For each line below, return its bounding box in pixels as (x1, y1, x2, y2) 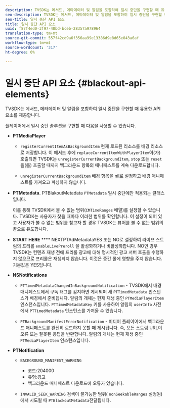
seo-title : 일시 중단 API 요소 (5, 17, 65, 22)
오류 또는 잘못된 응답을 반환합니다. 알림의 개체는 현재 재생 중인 (20, 331, 143, 337)
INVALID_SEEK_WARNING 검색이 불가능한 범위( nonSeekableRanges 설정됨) (20, 391, 163, 397)
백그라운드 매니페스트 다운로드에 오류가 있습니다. (27, 380, 124, 386)
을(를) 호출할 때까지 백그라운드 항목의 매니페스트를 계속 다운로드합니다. (20, 162, 160, 168)
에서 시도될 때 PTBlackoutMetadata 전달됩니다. (20, 397, 111, 403)
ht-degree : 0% (5, 49, 35, 55)
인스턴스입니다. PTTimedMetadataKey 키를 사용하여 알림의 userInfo (20, 301, 152, 308)
